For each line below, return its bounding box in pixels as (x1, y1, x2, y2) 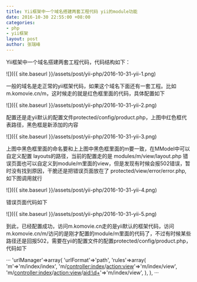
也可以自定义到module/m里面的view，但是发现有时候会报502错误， (21, 160, 185, 167)
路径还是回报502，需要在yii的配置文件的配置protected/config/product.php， (6, 237, 191, 244)
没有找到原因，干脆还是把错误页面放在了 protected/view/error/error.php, (11, 167, 187, 174)
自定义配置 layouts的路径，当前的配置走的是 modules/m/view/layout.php (6, 152, 182, 159)
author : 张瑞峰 (6, 42, 41, 48)
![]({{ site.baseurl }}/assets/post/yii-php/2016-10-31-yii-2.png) (6, 101, 157, 109)
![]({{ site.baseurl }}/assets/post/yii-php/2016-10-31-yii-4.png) (6, 186, 158, 194)
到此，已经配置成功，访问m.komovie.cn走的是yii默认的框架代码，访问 (6, 222, 175, 229)
